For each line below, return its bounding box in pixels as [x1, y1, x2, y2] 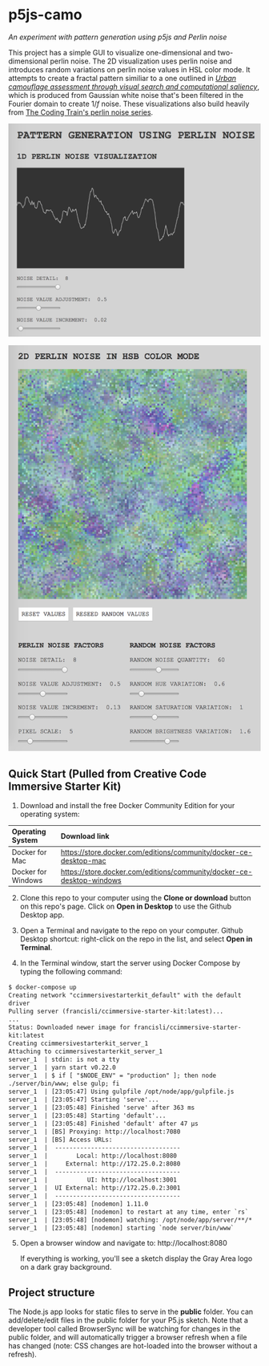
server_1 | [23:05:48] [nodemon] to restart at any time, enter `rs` [8, 1208, 249, 1217]
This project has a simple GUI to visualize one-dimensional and [8, 47, 216, 57]
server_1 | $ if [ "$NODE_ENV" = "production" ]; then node [8, 1071, 217, 1080]
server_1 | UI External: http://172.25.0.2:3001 [8, 1184, 181, 1193]
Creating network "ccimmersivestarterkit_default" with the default [8, 991, 242, 1000]
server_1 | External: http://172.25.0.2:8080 [8, 1160, 181, 1169]
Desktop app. [19, 910, 65, 920]
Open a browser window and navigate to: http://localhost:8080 [19, 1238, 228, 1248]
